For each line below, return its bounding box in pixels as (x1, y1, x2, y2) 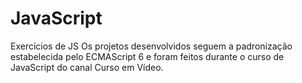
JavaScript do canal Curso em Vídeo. (10, 61, 164, 73)
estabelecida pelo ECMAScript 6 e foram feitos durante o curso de (10, 50, 285, 62)
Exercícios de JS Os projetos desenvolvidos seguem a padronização (10, 40, 293, 52)
